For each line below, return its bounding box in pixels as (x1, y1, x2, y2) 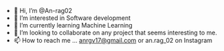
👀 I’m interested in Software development (13, 14, 131, 22)
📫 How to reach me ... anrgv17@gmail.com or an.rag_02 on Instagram (13, 37, 213, 44)
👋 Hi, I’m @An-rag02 (13, 7, 72, 14)
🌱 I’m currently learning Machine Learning (13, 21, 133, 29)
